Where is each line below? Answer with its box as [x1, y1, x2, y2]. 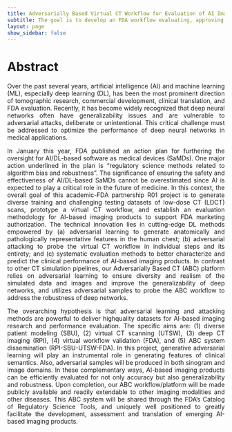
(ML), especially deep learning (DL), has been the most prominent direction [7, 89, 225, 97]
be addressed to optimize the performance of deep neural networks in [7, 126, 225, 135]
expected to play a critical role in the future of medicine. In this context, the [7, 184, 225, 192]
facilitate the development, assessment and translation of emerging [7, 410, 213, 418]
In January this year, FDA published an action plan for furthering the [7, 147, 225, 156]
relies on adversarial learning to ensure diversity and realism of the [7, 272, 225, 280]
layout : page [7, 23, 45, 30]
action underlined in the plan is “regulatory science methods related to [7, 162, 225, 170]
